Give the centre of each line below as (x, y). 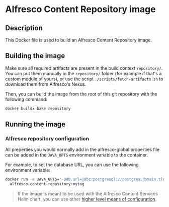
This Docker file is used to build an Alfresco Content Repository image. (78, 40)
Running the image (35, 124)
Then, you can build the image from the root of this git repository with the (81, 94)
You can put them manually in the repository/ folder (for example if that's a (83, 73)
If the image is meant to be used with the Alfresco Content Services (88, 194)
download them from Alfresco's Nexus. (46, 84)
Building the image (35, 56)
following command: (26, 99)
